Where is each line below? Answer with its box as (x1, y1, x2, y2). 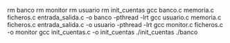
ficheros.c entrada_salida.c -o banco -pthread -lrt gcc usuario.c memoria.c (7, 13, 222, 21)
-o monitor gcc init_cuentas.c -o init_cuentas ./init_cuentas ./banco (7, 28, 198, 36)
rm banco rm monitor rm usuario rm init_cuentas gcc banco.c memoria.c (7, 6, 215, 14)
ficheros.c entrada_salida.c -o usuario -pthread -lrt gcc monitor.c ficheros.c (7, 21, 224, 28)
